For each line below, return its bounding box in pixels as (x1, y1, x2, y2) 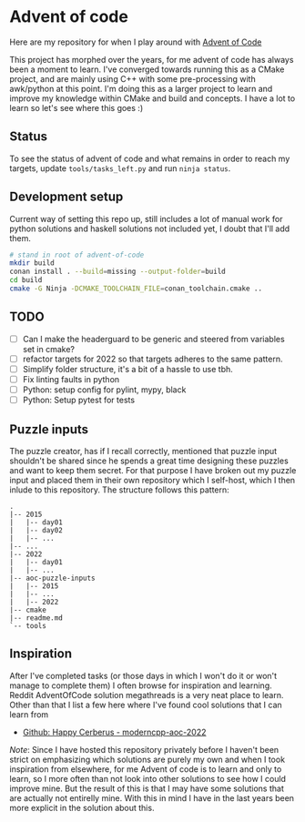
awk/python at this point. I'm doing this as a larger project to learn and (9, 83, 273, 94)
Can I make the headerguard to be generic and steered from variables (22, 333, 285, 344)
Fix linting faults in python (22, 373, 120, 384)
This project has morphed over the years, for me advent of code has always (9, 54, 294, 65)
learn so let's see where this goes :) (9, 102, 144, 113)
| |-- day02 (9, 525, 64, 534)
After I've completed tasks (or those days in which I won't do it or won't (9, 670, 278, 681)
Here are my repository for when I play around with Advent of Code (9, 36, 262, 47)
